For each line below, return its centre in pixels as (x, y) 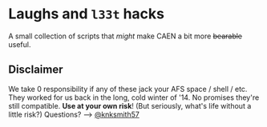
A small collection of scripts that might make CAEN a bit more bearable (125, 36)
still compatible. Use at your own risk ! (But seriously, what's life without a (130, 105)
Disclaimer (36, 70)
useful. (20, 44)
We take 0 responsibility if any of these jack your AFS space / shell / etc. (128, 89)
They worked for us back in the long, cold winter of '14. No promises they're (134, 97)
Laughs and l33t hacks (86, 14)
